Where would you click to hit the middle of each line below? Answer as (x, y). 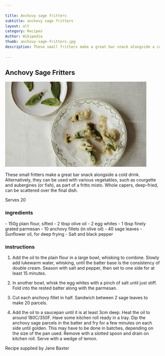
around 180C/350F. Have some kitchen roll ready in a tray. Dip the (79, 318)
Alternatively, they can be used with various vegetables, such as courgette (81, 180)
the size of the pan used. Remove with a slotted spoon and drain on (80, 333)
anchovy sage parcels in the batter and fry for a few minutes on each (82, 323)
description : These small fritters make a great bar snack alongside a (80, 47)
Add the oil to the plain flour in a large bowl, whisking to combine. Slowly (86, 258)
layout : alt (17, 26)
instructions (20, 247)
